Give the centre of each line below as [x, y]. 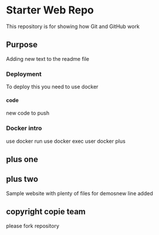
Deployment [24, 74]
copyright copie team [46, 212]
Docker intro [24, 128]
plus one [22, 159]
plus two [22, 179]
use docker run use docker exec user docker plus [66, 141]
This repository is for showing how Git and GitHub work [73, 26]
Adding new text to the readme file [48, 58]
